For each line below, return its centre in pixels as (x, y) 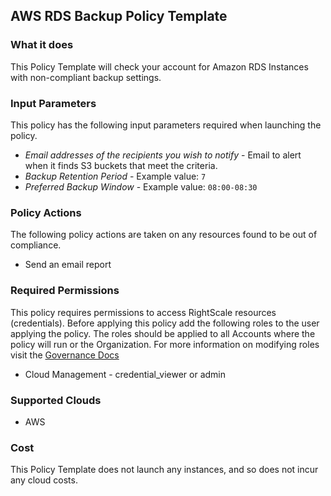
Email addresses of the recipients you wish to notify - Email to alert (163, 155)
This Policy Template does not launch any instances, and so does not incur (164, 470)
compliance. (36, 245)
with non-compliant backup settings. (86, 77)
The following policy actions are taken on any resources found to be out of (164, 235)
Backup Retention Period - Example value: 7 (115, 176)
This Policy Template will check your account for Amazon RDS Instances (159, 66)
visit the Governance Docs (65, 355)
